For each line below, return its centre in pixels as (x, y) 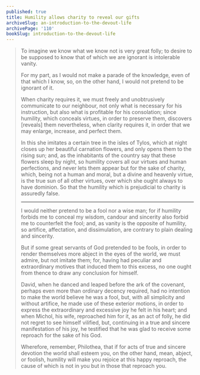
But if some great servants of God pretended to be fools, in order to (103, 248)
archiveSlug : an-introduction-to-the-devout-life (69, 23)
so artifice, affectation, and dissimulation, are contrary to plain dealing (107, 230)
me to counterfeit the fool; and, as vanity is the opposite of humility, (104, 223)
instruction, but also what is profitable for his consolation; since (99, 112)
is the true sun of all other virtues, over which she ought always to (102, 181)
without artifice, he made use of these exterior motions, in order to (102, 304)
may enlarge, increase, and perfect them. (71, 131)
